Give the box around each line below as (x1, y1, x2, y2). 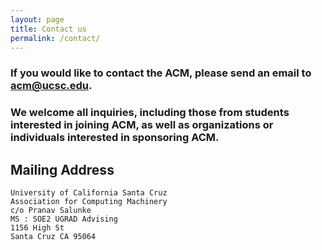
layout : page (10, 14, 65, 25)
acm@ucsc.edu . (10, 79, 93, 93)
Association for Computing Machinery (10, 197, 168, 207)
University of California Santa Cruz (10, 188, 168, 198)
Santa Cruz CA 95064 (10, 232, 97, 242)
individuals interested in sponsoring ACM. (10, 131, 220, 145)
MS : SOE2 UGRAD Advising (10, 214, 118, 225)
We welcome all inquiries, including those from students (10, 106, 290, 120)
